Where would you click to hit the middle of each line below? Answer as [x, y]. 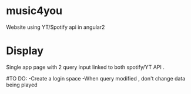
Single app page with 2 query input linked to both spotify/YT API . [85, 67]
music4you [34, 11]
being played [22, 85]
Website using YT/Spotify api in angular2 [56, 27]
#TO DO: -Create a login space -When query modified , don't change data [96, 78]
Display [25, 51]
